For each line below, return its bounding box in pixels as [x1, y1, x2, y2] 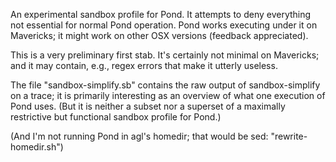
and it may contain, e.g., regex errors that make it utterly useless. [10, 60, 278, 71]
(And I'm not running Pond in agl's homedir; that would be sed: [10, 130, 269, 142]
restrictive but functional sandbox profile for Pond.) [10, 111, 222, 123]
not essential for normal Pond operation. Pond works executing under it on [10, 19, 318, 31]
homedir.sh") [10, 141, 64, 153]
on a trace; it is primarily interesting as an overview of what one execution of [10, 90, 326, 101]
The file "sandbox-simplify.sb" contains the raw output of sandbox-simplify [10, 79, 321, 91]
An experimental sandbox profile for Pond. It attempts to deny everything [10, 9, 312, 20]
